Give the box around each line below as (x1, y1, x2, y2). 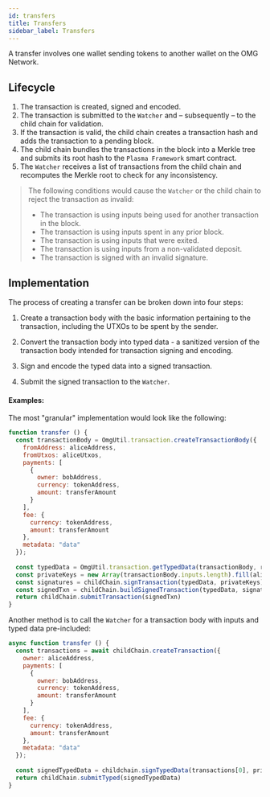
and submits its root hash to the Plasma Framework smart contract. (19, 154, 237, 163)
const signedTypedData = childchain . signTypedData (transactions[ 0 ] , (15, 766, 250, 774)
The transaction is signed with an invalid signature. (39, 253, 209, 262)
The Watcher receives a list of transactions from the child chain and (19, 162, 243, 171)
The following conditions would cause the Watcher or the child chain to (27, 186, 261, 195)
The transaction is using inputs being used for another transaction (39, 210, 259, 220)
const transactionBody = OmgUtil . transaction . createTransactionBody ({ (15, 436, 257, 445)
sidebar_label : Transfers (8, 27, 95, 35)
